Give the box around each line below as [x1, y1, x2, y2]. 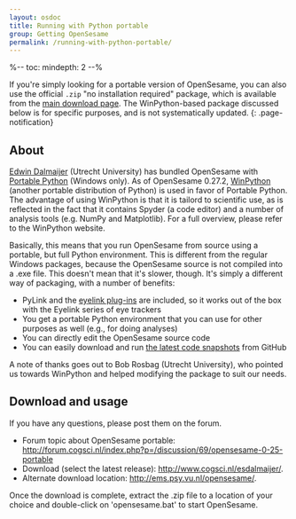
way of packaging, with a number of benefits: [9, 278, 175, 288]
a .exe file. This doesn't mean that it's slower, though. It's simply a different [9, 268, 284, 279]
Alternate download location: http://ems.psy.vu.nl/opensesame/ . [21, 472, 257, 484]
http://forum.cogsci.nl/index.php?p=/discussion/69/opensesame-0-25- [21, 444, 284, 455]
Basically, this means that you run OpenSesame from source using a [9, 240, 259, 251]
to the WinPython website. [9, 223, 106, 233]
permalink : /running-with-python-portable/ [9, 37, 173, 47]
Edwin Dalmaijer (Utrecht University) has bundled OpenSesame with [9, 166, 259, 177]
